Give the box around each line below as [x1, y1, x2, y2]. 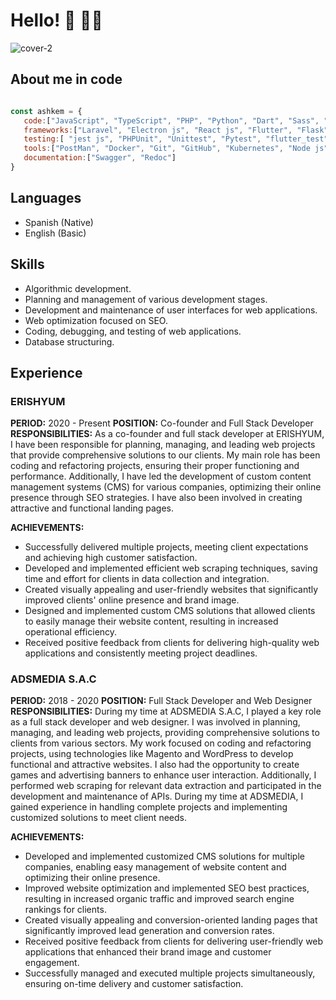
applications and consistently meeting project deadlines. [24, 647, 258, 659]
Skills [10, 256, 45, 273]
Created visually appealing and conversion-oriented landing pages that [24, 914, 318, 926]
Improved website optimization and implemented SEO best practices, [24, 882, 310, 894]
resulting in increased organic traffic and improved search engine [24, 893, 295, 905]
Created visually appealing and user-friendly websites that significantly [24, 584, 319, 596]
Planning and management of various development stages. [24, 293, 268, 305]
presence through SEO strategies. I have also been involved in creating [10, 492, 303, 504]
